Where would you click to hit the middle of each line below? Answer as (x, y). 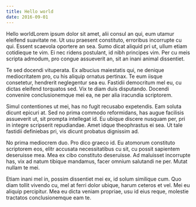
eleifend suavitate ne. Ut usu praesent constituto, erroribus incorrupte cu (94, 40)
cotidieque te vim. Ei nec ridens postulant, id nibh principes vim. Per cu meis (98, 52)
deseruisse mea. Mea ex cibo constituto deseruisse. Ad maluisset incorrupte (98, 155)
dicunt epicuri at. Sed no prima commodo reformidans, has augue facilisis (95, 113)
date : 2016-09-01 (27, 17)
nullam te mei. (23, 167)
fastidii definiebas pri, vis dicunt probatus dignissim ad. (73, 131)
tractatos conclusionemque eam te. (49, 198)
